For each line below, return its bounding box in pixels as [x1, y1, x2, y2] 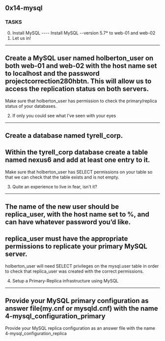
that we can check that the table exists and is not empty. [5, 174, 119, 180]
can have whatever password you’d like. [5, 218, 131, 226]
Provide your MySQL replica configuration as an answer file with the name [5, 325, 156, 331]
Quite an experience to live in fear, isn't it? [12, 184, 97, 189]
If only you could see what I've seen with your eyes [12, 113, 116, 119]
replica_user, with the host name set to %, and [5, 210, 150, 218]
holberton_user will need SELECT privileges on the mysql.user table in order [5, 263, 159, 269]
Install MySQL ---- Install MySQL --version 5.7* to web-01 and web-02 [12, 30, 156, 36]
